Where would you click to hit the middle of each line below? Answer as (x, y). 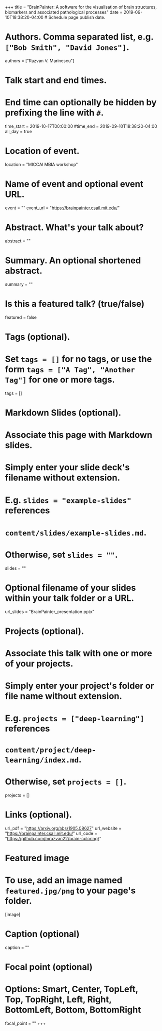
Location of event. (42, 151)
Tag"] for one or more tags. (60, 380)
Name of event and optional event (74, 184)
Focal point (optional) (49, 967)
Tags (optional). (37, 337)
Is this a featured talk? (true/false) (75, 304)
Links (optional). (39, 815)
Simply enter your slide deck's (67, 467)
